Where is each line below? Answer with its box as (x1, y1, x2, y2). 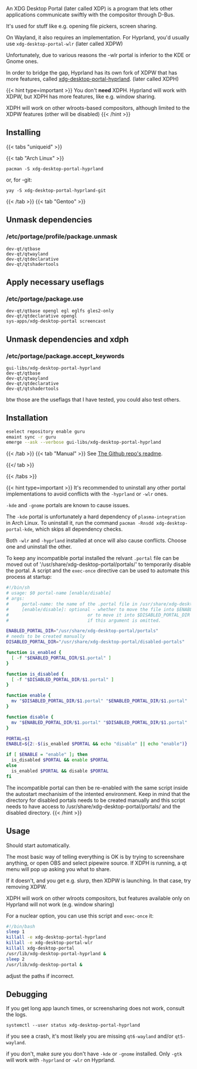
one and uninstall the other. (6, 543, 72, 551)
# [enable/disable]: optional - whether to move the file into (6, 606, 175, 612)
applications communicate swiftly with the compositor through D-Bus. (6, 11, 175, 18)
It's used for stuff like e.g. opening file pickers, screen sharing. (6, 23, 157, 29)
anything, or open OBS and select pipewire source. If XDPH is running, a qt (6, 859, 187, 866)
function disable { (6, 714, 54, 720)
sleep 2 (6, 956, 25, 962)
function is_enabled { (6, 650, 62, 656)
